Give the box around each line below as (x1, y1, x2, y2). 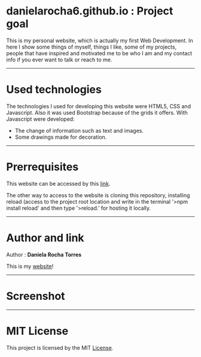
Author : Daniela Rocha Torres (6, 251, 82, 258)
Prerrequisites (6, 160, 79, 174)
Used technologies (6, 83, 102, 97)
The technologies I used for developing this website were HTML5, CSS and (6, 102, 191, 109)
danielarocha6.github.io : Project (6, 4, 173, 18)
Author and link (6, 231, 85, 245)
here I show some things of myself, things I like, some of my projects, (6, 43, 177, 50)
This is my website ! (6, 263, 54, 270)
